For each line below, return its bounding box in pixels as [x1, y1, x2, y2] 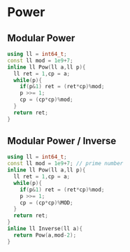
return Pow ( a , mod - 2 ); [13, 232, 77, 239]
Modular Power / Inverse [7, 135, 117, 147]
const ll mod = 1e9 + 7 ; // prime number [7, 160, 124, 167]
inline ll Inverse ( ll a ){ [7, 225, 82, 232]
